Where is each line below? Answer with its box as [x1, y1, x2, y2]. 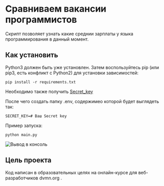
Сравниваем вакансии [5, 3, 107, 15]
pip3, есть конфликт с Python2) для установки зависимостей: [5, 70, 139, 76]
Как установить [5, 51, 58, 59]
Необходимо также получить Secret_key [5, 88, 93, 95]
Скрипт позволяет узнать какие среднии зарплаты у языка [5, 30, 134, 37]
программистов [5, 14, 77, 25]
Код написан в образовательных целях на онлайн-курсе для [5, 169, 137, 175]
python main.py [5, 132, 38, 137]
